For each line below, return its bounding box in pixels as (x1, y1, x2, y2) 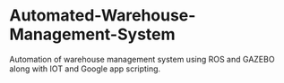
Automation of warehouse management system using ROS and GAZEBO (9, 54, 275, 64)
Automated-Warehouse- (9, 5, 196, 26)
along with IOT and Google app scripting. (9, 63, 161, 74)
